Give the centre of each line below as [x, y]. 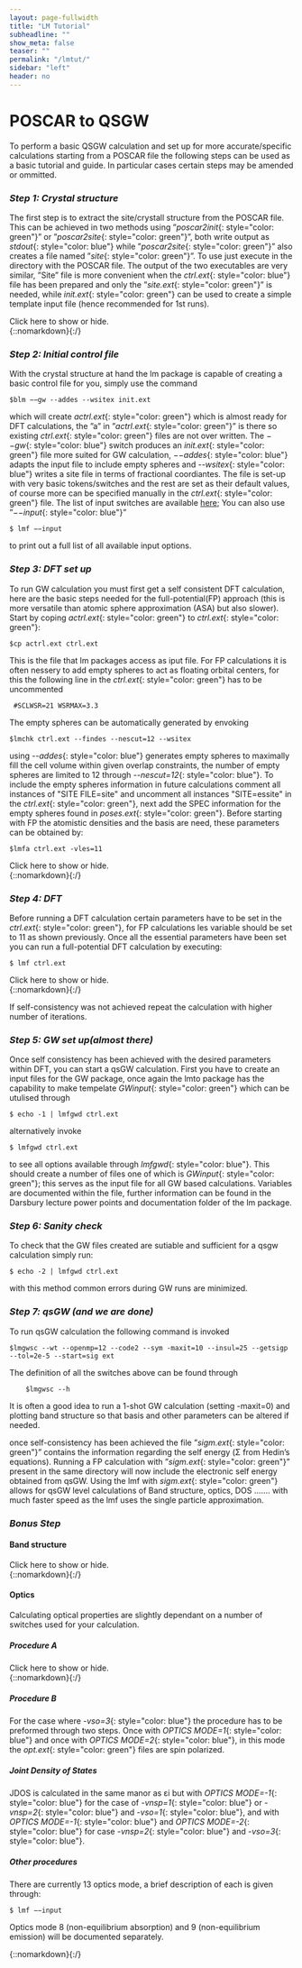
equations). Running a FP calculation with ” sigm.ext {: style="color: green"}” [150, 1461]
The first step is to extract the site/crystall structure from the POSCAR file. [147, 217]
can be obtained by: [46, 832]
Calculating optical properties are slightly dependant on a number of [136, 1616]
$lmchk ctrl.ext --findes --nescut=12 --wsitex [101, 739]
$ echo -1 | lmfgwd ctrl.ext [64, 1114]
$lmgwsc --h [48, 1389]
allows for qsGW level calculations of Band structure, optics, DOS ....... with [149, 1490]
